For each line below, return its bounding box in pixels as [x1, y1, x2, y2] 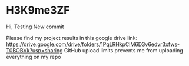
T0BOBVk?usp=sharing [6, 47, 63, 54]
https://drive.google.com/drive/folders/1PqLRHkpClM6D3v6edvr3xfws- [6, 41, 180, 48]
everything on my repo [6, 53, 61, 60]
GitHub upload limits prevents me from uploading [64, 47, 184, 54]
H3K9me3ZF [6, 4, 70, 17]
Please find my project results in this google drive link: [6, 34, 137, 41]
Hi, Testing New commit [6, 23, 64, 30]
